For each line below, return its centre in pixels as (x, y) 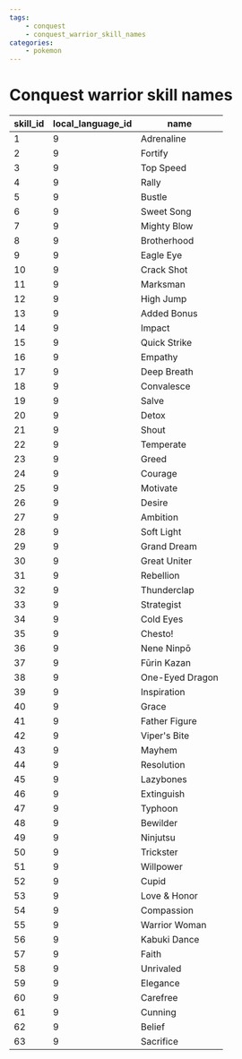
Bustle (154, 197)
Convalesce (165, 386)
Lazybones (164, 779)
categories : (31, 43)
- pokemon (44, 51)
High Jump (164, 299)
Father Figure (169, 721)
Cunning (158, 1012)
